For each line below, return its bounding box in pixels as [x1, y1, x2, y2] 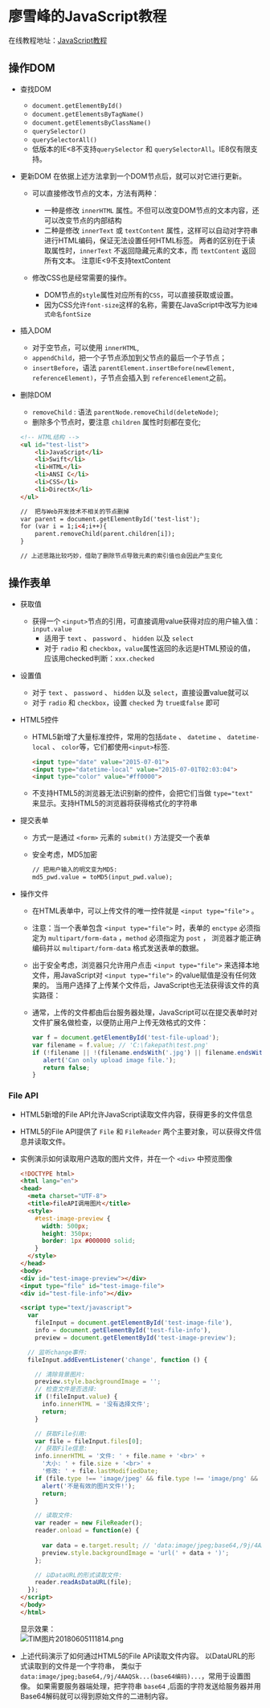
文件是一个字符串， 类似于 [55, 1661, 142, 1670]
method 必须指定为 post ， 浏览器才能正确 [125, 933, 261, 943]
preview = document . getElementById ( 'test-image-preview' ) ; [35, 1333, 237, 1342]
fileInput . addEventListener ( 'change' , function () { [27, 1356, 208, 1364]
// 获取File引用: [35, 1430, 88, 1438]
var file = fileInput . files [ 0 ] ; [35, 1437, 143, 1445]
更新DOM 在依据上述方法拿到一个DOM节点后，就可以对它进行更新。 [19, 171, 247, 181]
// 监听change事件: [27, 1348, 88, 1356]
